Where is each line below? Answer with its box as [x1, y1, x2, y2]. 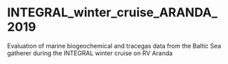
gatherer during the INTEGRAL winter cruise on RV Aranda [7, 49, 173, 57]
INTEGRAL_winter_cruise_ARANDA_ [7, 5, 218, 20]
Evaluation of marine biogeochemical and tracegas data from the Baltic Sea [7, 42, 222, 50]
